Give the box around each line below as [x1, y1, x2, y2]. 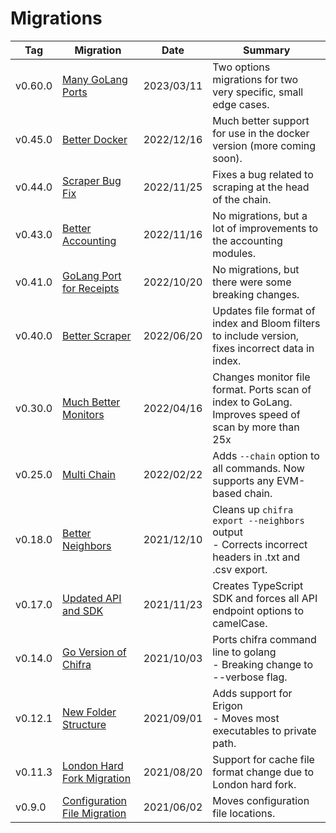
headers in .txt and [212, 550, 301, 564]
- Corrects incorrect [212, 537, 308, 551]
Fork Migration [62, 771, 132, 785]
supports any [212, 473, 275, 487]
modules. [212, 246, 257, 260]
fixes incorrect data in [212, 341, 315, 355]
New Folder [62, 705, 117, 719]
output [212, 525, 244, 539]
